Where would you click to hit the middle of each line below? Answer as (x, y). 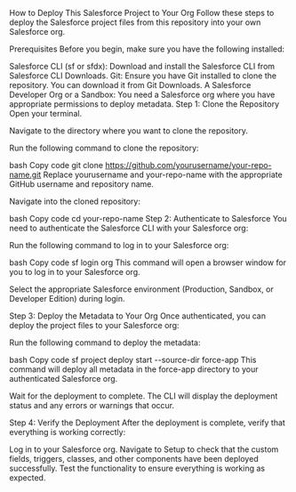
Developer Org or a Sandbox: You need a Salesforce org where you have (142, 94)
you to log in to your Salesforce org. (75, 272)
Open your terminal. (46, 113)
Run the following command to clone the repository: (104, 148)
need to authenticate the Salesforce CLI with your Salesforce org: (129, 228)
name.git (25, 174)
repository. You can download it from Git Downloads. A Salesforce (130, 85)
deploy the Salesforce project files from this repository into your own (135, 22)
